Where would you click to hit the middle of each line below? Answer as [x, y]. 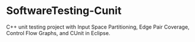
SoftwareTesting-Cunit [64, 11]
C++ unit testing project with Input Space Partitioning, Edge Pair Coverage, [98, 27]
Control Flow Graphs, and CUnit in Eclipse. [58, 33]
